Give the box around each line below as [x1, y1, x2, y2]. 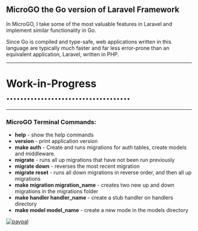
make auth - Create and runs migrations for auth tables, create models [14, 144, 187, 151]
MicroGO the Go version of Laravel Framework [6, 5, 180, 15]
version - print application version [14, 138, 98, 145]
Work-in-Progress [6, 77, 97, 90]
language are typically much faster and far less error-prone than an [6, 44, 170, 51]
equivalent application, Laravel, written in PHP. [6, 50, 119, 58]
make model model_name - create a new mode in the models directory [14, 207, 189, 214]
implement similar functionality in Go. [6, 27, 97, 34]
